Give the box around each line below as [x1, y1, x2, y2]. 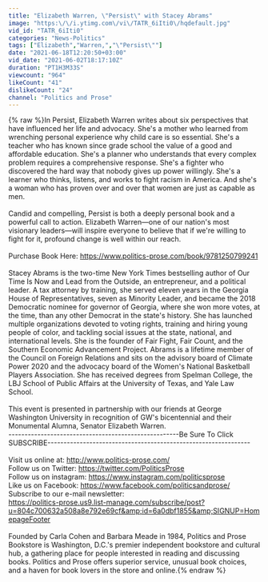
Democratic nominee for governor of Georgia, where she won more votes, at [8, 302, 261, 312]
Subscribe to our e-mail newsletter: [8, 489, 125, 499]
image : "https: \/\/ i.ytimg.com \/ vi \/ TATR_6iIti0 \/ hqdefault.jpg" [8, 19, 230, 27]
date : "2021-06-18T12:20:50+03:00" [8, 49, 127, 57]
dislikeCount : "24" [8, 86, 74, 94]
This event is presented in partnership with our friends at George [8, 405, 222, 414]
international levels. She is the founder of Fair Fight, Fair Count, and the [8, 337, 243, 346]
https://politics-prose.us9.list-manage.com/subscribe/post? [8, 497, 206, 508]
